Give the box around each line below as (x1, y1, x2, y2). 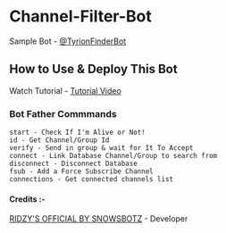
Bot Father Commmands (9, 107, 118, 120)
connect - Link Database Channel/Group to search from (9, 152, 218, 161)
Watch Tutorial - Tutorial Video (9, 85, 122, 96)
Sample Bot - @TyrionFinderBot (9, 36, 127, 46)
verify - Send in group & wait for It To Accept (9, 144, 194, 153)
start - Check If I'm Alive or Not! (9, 128, 146, 137)
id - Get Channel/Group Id (9, 136, 110, 145)
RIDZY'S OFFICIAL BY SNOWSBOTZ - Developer (9, 213, 188, 224)
